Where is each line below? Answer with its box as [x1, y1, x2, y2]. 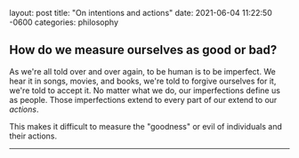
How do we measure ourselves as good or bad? [9, 43, 278, 58]
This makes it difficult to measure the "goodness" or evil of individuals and [9, 121, 282, 131]
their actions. [9, 130, 58, 141]
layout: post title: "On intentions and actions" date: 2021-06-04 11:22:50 [9, 8, 273, 18]
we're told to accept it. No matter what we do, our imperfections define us [9, 84, 280, 96]
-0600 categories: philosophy [9, 17, 118, 28]
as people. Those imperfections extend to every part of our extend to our [9, 94, 278, 105]
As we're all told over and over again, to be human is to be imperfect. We [9, 66, 276, 76]
